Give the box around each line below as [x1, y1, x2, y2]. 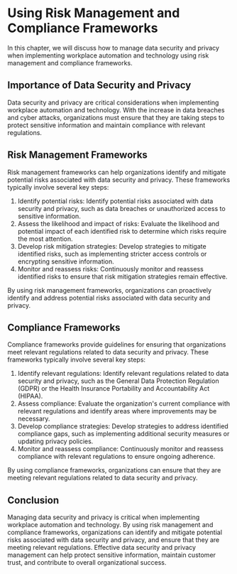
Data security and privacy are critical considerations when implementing [7, 98, 219, 107]
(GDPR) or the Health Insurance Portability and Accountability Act [17, 384, 210, 393]
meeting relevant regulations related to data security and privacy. [7, 474, 198, 482]
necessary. [17, 414, 50, 423]
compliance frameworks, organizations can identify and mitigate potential [7, 528, 222, 537]
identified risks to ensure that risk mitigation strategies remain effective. [17, 272, 228, 281]
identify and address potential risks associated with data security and [7, 293, 211, 302]
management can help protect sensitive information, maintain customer [7, 551, 216, 559]
